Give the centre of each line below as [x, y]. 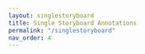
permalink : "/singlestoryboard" [62, 30]
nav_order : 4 [30, 38]
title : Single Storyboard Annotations [72, 23]
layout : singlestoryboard [51, 15]
